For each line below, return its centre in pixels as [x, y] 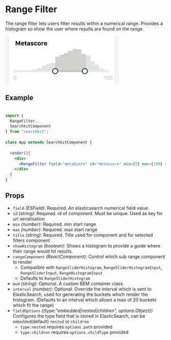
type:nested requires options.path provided [66, 327]
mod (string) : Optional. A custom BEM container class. [68, 284]
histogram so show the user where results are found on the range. [75, 28]
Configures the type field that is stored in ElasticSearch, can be [79, 316]
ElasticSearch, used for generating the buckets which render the [80, 294]
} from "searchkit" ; [27, 132]
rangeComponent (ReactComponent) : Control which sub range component [89, 256]
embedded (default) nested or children [51, 321]
